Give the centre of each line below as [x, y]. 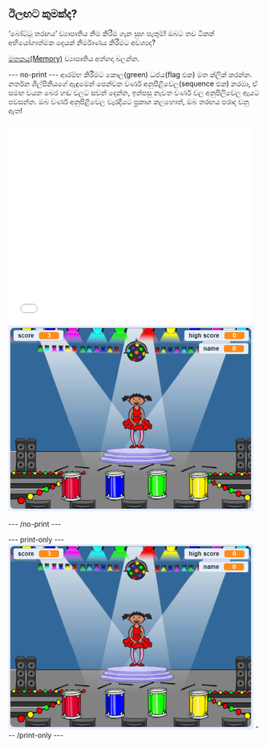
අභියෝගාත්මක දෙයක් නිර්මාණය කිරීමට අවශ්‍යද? [82, 42]
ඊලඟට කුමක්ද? [43, 14]
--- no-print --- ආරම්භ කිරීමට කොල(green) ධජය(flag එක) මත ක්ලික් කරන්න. [130, 74]
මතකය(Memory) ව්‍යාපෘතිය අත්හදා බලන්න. [74, 58]
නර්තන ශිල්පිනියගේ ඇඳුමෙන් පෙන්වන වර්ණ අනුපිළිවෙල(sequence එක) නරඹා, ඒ [133, 83]
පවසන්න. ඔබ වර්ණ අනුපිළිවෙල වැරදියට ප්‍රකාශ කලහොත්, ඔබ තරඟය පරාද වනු [129, 101]
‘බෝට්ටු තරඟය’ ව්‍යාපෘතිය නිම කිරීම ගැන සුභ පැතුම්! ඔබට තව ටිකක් [111, 33]
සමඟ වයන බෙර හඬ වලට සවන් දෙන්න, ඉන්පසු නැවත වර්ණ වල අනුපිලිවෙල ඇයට [134, 92]
